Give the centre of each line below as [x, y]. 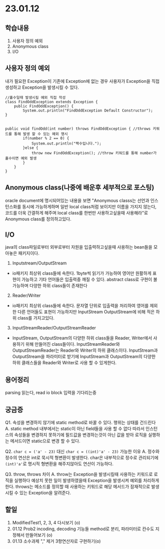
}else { [31, 148]
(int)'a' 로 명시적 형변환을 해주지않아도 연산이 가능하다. [59, 464]
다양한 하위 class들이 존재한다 [58, 286]
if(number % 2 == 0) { [46, 138]
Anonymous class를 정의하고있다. [38, 219]
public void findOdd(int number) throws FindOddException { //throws [78, 129]
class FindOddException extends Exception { [51, 102]
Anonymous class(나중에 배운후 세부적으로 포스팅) [80, 188]
